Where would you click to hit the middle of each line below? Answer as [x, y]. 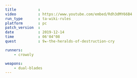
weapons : [14, 63]
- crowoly [24, 55]
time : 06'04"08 [33, 37]
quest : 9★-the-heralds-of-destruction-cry [60, 41]
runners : [14, 50]
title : [23, 10]
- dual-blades [28, 68]
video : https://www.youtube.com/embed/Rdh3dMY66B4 [69, 14]
